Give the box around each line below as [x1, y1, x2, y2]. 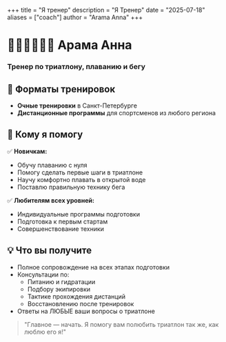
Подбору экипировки [27, 285, 91, 293]
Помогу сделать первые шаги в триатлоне [17, 168, 143, 177]
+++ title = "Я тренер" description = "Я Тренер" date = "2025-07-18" [7, 6, 205, 14]
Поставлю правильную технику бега [17, 183, 125, 191]
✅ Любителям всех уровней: [7, 196, 95, 204]
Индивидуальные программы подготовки [17, 210, 140, 218]
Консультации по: [17, 270, 70, 279]
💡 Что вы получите [7, 245, 92, 256]
